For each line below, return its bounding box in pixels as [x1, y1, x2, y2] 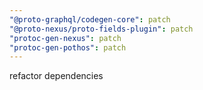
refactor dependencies [9, 70, 104, 82]
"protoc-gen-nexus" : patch [9, 33, 122, 43]
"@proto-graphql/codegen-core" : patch [9, 14, 171, 25]
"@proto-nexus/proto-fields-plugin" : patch [9, 24, 194, 34]
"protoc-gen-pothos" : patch [9, 42, 127, 53]
